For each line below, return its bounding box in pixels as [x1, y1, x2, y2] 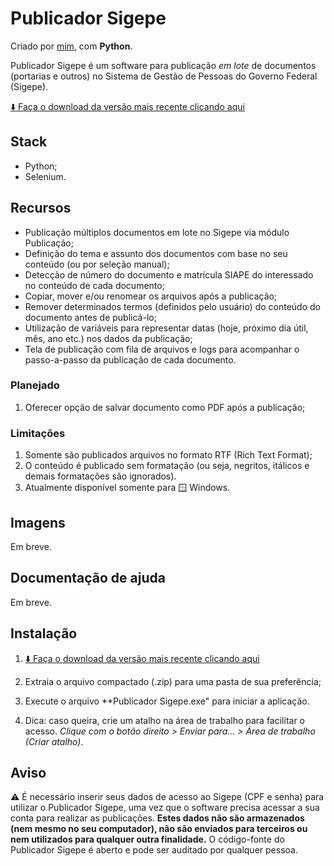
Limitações [10, 426, 66, 440]
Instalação [10, 625, 78, 642]
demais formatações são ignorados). [24, 470, 177, 482]
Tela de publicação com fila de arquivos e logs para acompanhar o [24, 343, 300, 355]
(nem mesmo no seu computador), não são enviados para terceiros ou [10, 823, 308, 835]
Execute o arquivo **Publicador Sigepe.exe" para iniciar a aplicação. [24, 695, 310, 707]
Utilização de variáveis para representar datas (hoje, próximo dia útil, [24, 322, 309, 334]
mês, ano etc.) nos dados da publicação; [24, 332, 193, 344]
